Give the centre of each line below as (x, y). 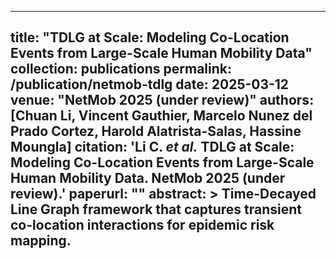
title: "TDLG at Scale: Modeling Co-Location (150, 37)
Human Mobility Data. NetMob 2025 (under (148, 178)
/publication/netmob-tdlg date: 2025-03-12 (150, 84)
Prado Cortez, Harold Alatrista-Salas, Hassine (156, 131)
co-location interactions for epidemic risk (142, 225)
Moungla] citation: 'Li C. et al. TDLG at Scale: (152, 147)
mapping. (41, 241)
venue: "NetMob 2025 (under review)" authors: (162, 100)
